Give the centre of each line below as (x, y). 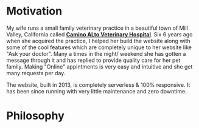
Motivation (34, 11)
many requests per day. (36, 73)
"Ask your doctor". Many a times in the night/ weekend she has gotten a (96, 53)
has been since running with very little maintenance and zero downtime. (96, 91)
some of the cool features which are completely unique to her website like (99, 47)
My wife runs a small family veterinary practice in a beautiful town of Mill (97, 28)
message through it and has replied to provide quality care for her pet (93, 60)
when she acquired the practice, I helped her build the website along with (98, 41)
